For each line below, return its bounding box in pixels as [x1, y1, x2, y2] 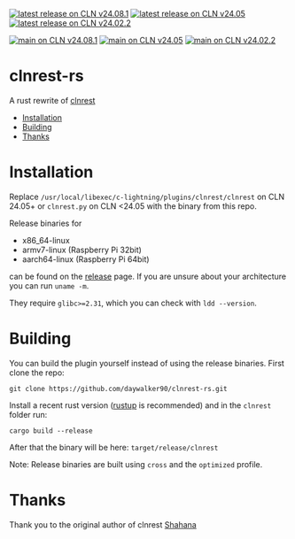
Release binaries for [9, 218, 82, 228]
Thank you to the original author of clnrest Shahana [9, 519, 197, 530]
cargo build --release [9, 426, 93, 435]
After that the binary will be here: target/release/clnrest [9, 442, 219, 452]
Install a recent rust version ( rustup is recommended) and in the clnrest [9, 399, 272, 411]
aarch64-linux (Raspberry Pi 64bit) [21, 253, 150, 265]
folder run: [9, 409, 48, 420]
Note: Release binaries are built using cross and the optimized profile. [9, 458, 263, 469]
